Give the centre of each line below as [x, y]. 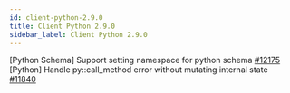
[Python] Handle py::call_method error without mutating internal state [139, 70]
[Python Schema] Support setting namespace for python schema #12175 [145, 60]
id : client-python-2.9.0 [56, 18]
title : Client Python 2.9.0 [63, 26]
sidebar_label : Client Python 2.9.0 [78, 34]
